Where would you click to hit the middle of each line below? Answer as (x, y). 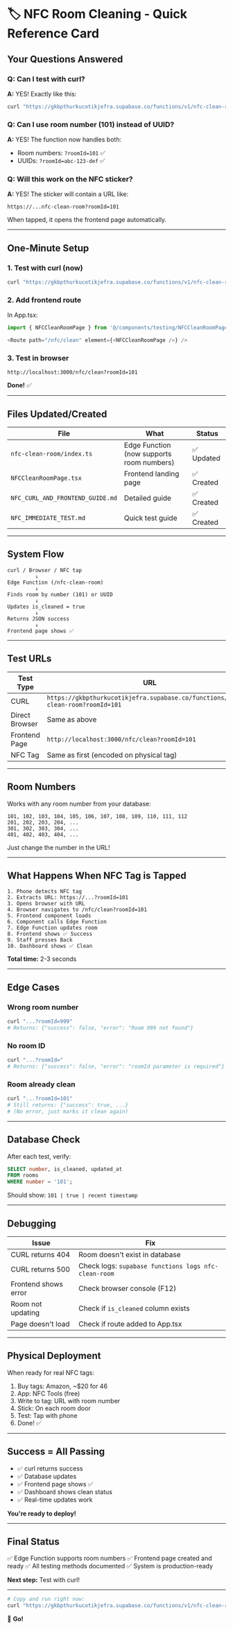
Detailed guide (148, 498)
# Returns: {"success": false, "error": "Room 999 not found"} (101, 1028)
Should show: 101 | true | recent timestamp (72, 1195)
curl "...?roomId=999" (40, 1021)
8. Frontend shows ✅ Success (50, 934)
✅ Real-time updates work (55, 1500)
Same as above (72, 719)
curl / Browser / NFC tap (44, 570)
